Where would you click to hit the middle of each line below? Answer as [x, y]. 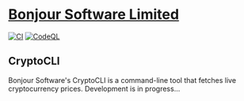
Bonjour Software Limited [94, 15]
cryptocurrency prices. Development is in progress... [94, 88]
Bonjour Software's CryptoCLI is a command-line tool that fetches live [122, 80]
